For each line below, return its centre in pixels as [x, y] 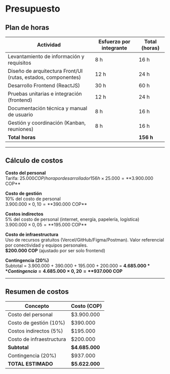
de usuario [20, 114]
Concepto [37, 306]
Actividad [49, 45]
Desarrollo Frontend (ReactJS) [44, 85]
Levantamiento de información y [46, 56]
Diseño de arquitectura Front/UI [45, 71]
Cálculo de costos [34, 160]
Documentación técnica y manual [48, 108]
